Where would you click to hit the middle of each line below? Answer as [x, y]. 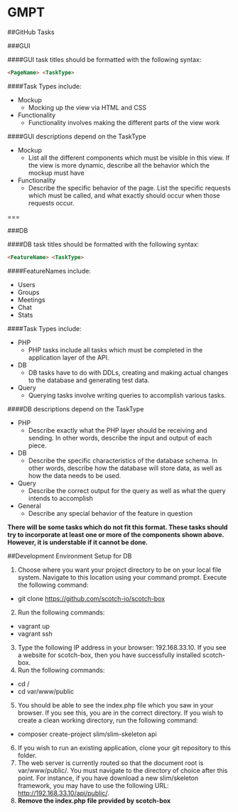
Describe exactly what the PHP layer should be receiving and [118, 430]
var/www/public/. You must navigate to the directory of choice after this [123, 770]
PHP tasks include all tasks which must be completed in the [115, 350]
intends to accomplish [61, 498]
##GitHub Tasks [31, 32]
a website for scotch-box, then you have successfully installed [109, 655]
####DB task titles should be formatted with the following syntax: [103, 244]
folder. [27, 755]
